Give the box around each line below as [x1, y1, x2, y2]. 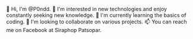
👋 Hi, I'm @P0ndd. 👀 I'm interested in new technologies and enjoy [6, 6, 167, 12]
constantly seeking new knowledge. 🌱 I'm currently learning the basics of [6, 12, 186, 19]
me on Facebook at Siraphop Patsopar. [6, 27, 102, 33]
